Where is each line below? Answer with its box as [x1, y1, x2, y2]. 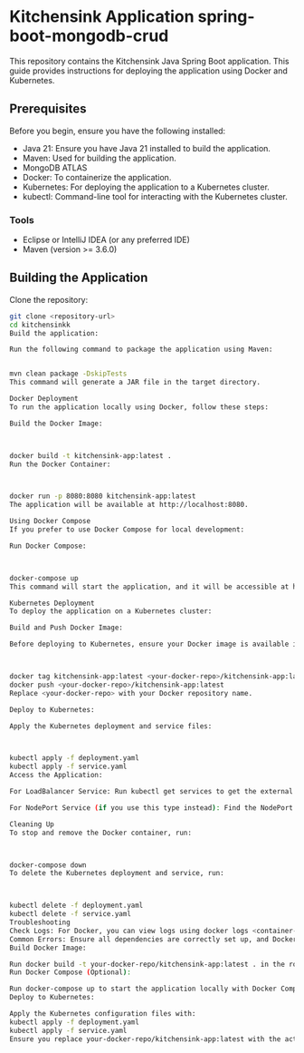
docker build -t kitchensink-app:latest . [9, 451, 172, 460]
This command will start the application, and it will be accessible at [9, 582, 290, 591]
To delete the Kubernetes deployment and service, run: [9, 869, 224, 878]
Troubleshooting [9, 918, 71, 927]
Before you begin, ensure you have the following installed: [9, 125, 226, 136]
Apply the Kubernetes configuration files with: [9, 1009, 196, 1019]
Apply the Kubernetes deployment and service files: [9, 721, 213, 731]
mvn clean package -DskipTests [9, 369, 128, 378]
